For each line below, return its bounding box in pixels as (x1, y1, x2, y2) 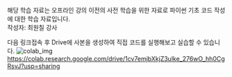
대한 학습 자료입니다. (14, 15, 71, 23)
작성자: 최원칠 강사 (7, 24, 58, 31)
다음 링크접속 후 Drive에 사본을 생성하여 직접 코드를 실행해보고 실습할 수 (7, 38, 202, 46)
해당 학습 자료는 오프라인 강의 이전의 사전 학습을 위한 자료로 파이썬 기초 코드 (7, 6, 213, 14)
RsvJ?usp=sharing (7, 62, 60, 70)
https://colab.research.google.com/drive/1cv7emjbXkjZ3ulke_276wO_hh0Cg (7, 55, 226, 62)
